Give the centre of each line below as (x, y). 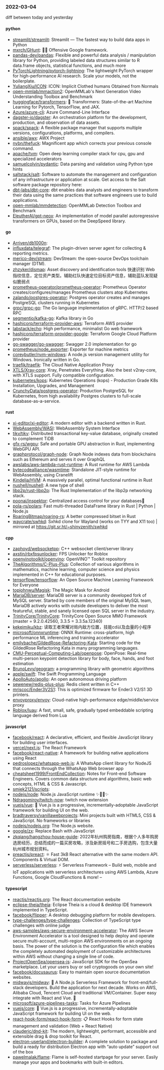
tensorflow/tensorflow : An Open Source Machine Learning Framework (83, 580)
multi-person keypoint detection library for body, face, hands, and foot (83, 658)
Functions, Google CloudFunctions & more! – (57, 877)
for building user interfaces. (40, 743)
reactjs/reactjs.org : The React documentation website (66, 899)
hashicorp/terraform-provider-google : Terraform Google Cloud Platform (85, 334)
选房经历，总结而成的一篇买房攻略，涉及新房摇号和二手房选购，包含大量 (85, 843)
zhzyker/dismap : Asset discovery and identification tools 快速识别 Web (84, 269)
